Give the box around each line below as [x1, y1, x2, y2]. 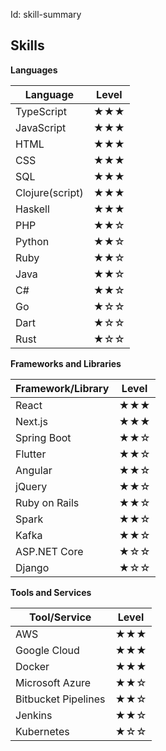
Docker [15, 659, 50, 673]
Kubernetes [15, 724, 70, 738]
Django [15, 560, 50, 574]
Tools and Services [10, 586, 92, 598]
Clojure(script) [15, 185, 84, 199]
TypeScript [15, 104, 67, 118]
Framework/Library [15, 381, 110, 395]
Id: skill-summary [10, 9, 82, 20]
